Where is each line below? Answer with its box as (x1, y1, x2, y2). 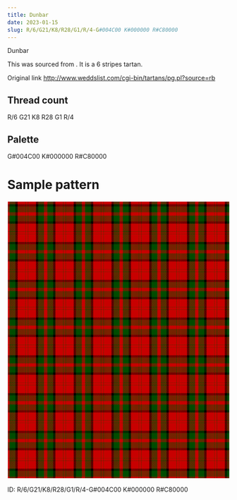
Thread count (7, 94, 68, 106)
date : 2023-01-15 (7, 18, 59, 26)
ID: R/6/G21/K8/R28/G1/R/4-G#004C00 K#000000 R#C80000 (7, 485, 188, 494)
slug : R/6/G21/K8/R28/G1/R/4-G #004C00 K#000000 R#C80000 (7, 26, 178, 33)
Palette (7, 133, 39, 145)
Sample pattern (7, 177, 100, 193)
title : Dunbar (7, 11, 49, 18)
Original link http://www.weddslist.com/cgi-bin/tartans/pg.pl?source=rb (7, 74, 216, 83)
